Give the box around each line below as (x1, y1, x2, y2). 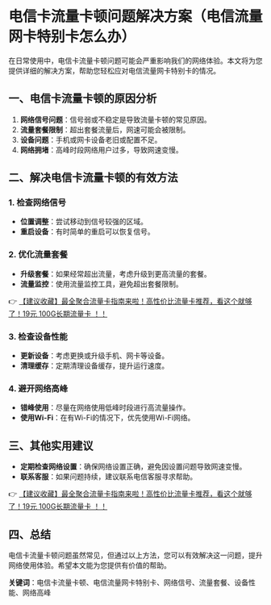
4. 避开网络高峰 (8, 382, 69, 394)
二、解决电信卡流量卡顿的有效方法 (8, 171, 178, 185)
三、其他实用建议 (8, 439, 94, 453)
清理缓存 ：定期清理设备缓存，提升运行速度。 (19, 361, 169, 371)
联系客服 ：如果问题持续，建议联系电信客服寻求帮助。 (19, 472, 198, 482)
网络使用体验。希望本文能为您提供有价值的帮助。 (8, 560, 171, 570)
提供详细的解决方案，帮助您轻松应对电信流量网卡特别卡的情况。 (8, 65, 220, 75)
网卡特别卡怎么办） (8, 27, 136, 46)
